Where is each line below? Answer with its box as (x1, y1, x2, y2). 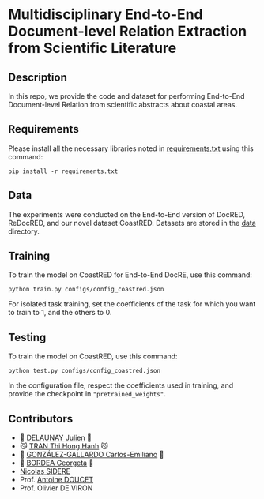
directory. (8, 227, 40, 236)
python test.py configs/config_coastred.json (8, 367, 160, 375)
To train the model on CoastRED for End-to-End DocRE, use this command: (8, 270, 253, 280)
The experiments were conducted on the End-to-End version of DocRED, (8, 209, 246, 219)
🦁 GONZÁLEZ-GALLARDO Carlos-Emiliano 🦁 (19, 450, 164, 460)
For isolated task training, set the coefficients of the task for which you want (8, 299, 256, 309)
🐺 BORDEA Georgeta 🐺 (19, 458, 94, 467)
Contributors (8, 412, 74, 426)
